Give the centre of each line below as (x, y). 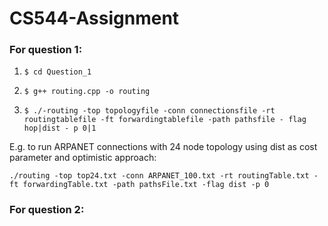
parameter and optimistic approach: (83, 158)
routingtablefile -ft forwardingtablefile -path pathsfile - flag (165, 120)
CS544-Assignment (94, 18)
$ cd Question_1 (57, 72)
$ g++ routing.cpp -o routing (87, 92)
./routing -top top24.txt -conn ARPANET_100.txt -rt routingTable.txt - (164, 176)
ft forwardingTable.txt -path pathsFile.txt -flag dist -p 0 (139, 185)
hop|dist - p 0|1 (60, 128)
